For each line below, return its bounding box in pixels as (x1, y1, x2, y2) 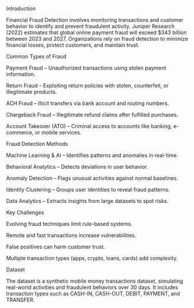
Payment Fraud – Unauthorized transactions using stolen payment (6, 64, 167, 71)
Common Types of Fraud (6, 53, 67, 60)
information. (6, 71, 36, 77)
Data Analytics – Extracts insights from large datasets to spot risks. (6, 198, 169, 204)
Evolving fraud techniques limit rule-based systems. (6, 221, 133, 227)
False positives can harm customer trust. (6, 243, 105, 250)
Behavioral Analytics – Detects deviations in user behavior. (6, 163, 149, 170)
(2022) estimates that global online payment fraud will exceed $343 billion (6, 29, 187, 36)
